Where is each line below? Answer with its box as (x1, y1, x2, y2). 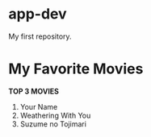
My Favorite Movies (8, 60, 144, 78)
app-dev (8, 5, 67, 23)
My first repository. (8, 31, 72, 41)
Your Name (19, 102, 58, 111)
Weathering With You (19, 110, 91, 120)
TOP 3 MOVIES (8, 86, 59, 96)
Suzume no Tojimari (19, 118, 87, 129)
